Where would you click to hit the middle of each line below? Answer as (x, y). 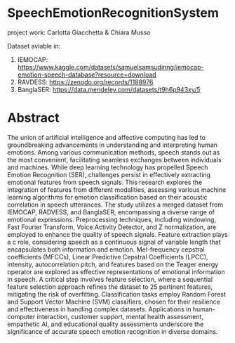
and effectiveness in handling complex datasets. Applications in (99, 309)
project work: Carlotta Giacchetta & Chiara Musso (79, 32)
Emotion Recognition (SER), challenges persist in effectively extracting (109, 174)
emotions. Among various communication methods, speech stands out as (114, 152)
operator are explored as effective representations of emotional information (116, 271)
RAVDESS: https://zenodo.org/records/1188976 (85, 82)
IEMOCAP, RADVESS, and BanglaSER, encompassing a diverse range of (111, 212)
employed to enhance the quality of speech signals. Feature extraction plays (117, 234)
